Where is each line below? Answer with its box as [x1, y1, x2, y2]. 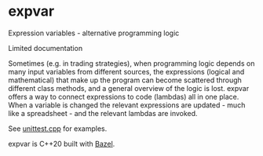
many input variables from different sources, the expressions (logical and [8, 67, 245, 76]
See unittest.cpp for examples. [8, 124, 108, 133]
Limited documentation [8, 43, 83, 53]
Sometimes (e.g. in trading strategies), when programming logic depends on [8, 58, 255, 68]
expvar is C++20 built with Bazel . [8, 139, 115, 148]
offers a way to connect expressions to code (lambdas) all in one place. [8, 92, 239, 101]
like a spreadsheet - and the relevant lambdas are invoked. [8, 108, 198, 118]
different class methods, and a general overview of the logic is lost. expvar [8, 83, 250, 93]
